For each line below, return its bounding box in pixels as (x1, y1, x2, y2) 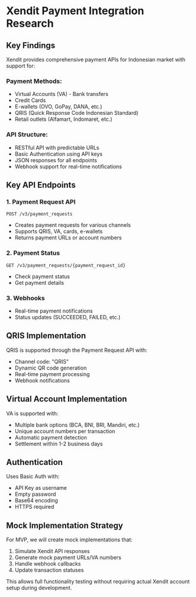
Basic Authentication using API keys (14, 150, 102, 158)
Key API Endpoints (6, 179, 76, 190)
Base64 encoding (14, 497, 58, 504)
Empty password (14, 490, 56, 498)
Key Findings (6, 40, 56, 50)
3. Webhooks (6, 294, 46, 302)
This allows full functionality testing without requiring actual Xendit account (6, 578, 190, 585)
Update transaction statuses (14, 567, 84, 574)
